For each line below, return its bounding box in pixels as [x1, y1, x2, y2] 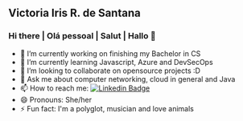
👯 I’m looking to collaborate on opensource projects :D [19, 66, 201, 75]
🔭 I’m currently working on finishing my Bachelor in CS [19, 48, 201, 58]
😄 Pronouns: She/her [19, 95, 93, 104]
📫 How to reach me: [19, 83, 89, 93]
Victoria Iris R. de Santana [8, 6, 141, 20]
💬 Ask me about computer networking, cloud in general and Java [19, 74, 236, 83]
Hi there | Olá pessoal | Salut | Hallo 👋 [8, 30, 156, 42]
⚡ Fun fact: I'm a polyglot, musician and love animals [19, 103, 195, 113]
